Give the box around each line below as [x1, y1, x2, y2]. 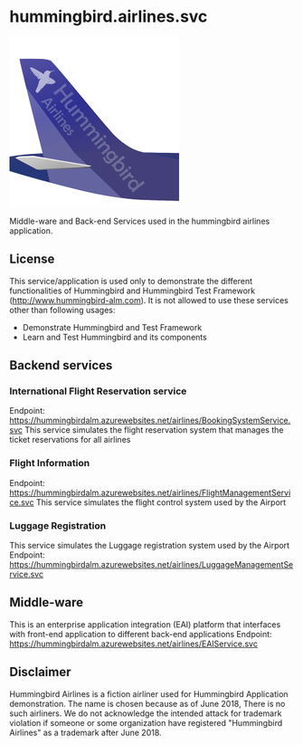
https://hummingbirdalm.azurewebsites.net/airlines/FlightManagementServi [9, 487, 291, 498]
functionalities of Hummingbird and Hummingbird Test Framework [9, 285, 256, 296]
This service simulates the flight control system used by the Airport [35, 496, 287, 508]
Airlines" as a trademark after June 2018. [9, 727, 162, 738]
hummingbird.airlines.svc [9, 6, 208, 27]
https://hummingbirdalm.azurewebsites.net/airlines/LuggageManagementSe [9, 559, 294, 570]
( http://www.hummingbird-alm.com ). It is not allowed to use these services [9, 294, 289, 305]
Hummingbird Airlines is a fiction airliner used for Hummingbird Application [9, 688, 289, 699]
